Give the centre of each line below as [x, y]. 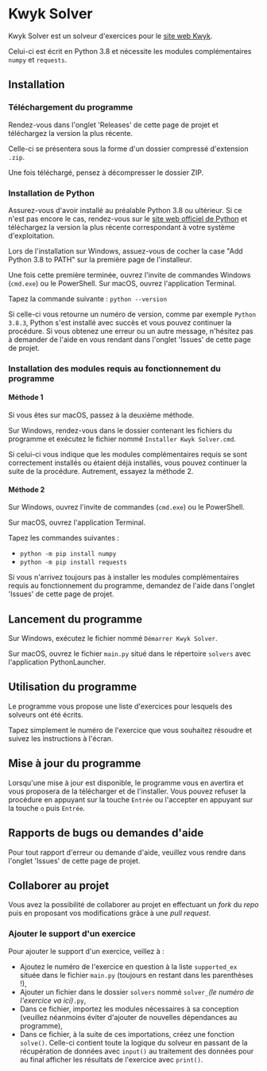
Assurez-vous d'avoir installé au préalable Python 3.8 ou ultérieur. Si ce [125, 210]
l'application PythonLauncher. [57, 662]
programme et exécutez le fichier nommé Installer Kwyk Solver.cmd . [122, 439]
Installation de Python [52, 193]
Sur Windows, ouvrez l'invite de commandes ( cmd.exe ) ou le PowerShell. [126, 507]
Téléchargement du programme [71, 107]
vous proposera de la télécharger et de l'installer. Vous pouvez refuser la [127, 791]
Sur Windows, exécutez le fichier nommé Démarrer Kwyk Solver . [113, 638]
